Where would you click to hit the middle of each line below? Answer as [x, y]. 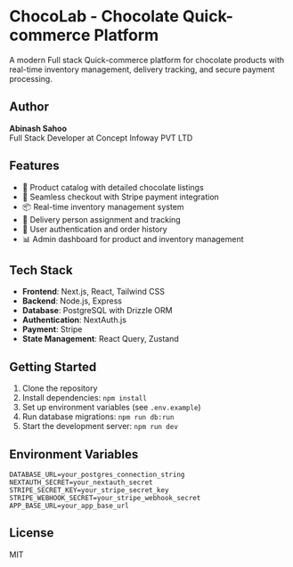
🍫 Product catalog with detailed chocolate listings [113, 187]
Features [34, 166]
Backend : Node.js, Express [72, 301]
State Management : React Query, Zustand [101, 339]
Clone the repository [60, 388]
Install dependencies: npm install [84, 398]
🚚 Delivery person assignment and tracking [101, 219]
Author [29, 107]
